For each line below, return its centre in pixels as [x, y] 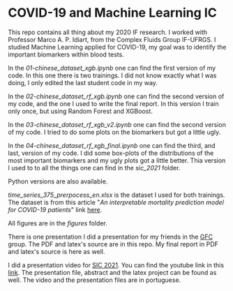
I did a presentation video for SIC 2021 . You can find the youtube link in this [116, 265]
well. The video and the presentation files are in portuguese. [95, 280]
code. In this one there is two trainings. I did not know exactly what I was [112, 75]
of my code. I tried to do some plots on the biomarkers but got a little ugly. [114, 132]
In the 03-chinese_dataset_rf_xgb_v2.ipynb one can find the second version [117, 124]
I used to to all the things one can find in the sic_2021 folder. [94, 167]
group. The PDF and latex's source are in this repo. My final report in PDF [113, 244]
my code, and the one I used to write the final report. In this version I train [113, 103]
